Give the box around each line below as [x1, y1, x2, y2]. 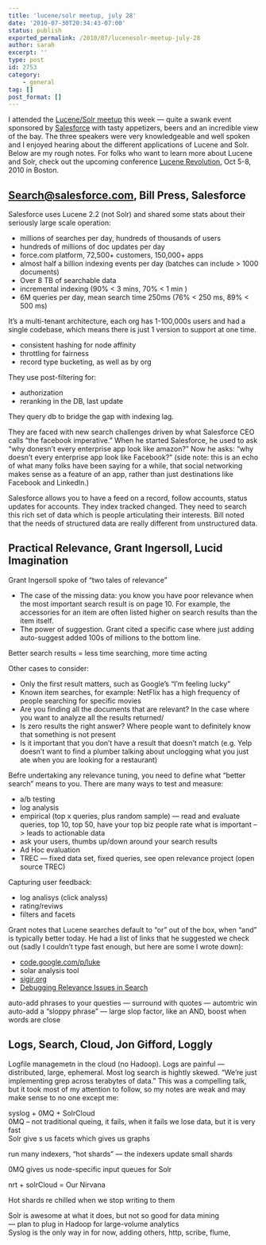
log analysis [19, 802, 60, 812]
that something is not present [19, 729, 117, 739]
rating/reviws [19, 901, 64, 910]
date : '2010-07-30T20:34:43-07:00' [8, 19, 126, 27]
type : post [8, 56, 44, 64]
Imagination [8, 554, 69, 568]
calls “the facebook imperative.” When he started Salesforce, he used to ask [8, 436, 258, 445]
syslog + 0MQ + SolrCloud [8, 1108, 95, 1118]
